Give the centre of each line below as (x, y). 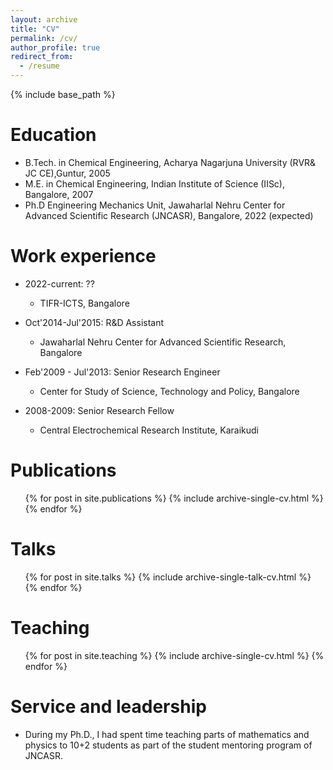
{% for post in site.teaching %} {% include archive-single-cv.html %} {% (174, 655)
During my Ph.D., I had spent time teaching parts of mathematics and (167, 734)
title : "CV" (35, 29)
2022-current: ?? (59, 283)
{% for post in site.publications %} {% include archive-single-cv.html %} (174, 498)
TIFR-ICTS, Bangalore (84, 303)
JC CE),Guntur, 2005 (67, 173)
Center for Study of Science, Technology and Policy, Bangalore (169, 391)
